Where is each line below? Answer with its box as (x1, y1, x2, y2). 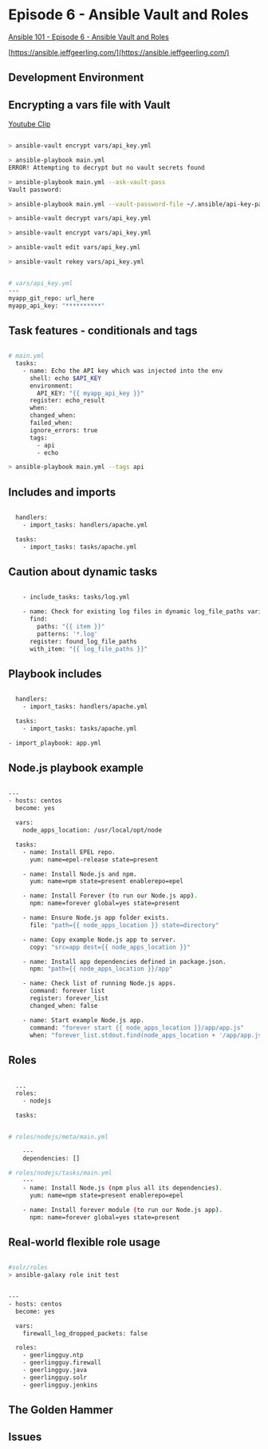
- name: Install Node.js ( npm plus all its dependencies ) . (22, 1184, 223, 1192)
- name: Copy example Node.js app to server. (22, 935, 177, 944)
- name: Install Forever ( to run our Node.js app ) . (22, 892, 198, 900)
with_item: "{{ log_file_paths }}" (29, 644, 148, 653)
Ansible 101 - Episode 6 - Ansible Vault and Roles (8, 32, 169, 42)
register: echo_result (29, 396, 105, 405)
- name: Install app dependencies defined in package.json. (22, 957, 227, 965)
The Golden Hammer (8, 1403, 113, 1417)
